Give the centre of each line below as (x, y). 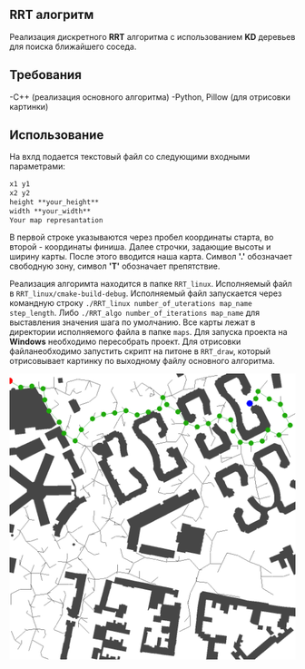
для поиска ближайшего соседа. (73, 46)
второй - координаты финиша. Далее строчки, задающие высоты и (140, 247)
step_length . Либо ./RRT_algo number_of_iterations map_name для (135, 313)
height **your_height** (54, 202)
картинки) (29, 106)
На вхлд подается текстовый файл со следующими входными (130, 157)
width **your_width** (50, 212)
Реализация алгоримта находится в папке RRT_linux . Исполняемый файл (151, 284)
